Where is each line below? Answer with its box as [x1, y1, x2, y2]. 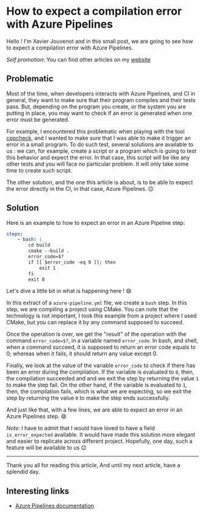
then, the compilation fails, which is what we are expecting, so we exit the [6, 388, 192, 395]
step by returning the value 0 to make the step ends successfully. [6, 395, 170, 402]
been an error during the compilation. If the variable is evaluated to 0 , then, [6, 368, 194, 376]
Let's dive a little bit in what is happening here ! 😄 [6, 287, 132, 295]
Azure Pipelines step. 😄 [6, 413, 67, 420]
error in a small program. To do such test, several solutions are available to [6, 141, 194, 148]
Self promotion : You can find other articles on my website [6, 56, 151, 63]
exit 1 [38, 265, 56, 271]
